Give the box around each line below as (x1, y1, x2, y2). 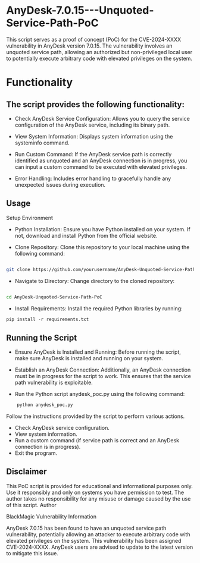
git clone (6, 266, 31, 272)
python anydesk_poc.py (17, 402, 73, 408)
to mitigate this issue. (6, 549, 58, 556)
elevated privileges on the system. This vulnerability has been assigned (6, 537, 182, 544)
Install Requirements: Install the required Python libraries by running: (14, 304, 183, 312)
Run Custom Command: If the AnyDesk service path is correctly (14, 150, 172, 158)
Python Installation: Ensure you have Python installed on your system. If (14, 225, 190, 232)
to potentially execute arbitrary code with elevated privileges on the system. (6, 55, 192, 62)
